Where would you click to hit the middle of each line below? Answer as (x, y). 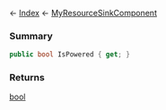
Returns (27, 78)
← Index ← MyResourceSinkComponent (83, 13)
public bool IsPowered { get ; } (70, 55)
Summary (31, 36)
